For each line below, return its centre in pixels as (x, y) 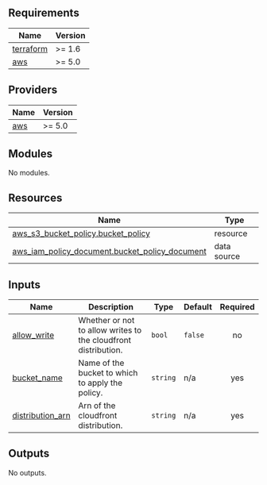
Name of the (101, 363)
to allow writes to (110, 330)
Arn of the (97, 406)
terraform (30, 48)
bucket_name (37, 378)
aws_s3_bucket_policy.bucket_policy (81, 233)
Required (237, 307)
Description (111, 307)
